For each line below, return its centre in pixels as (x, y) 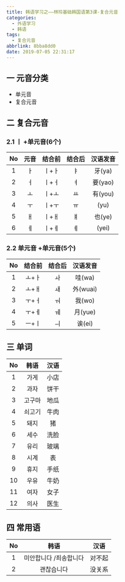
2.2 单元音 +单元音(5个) (41, 248)
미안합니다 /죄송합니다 (54, 558)
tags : (13, 35)
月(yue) (85, 312)
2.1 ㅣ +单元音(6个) (34, 141)
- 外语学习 (24, 23)
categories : (21, 18)
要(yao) (103, 182)
